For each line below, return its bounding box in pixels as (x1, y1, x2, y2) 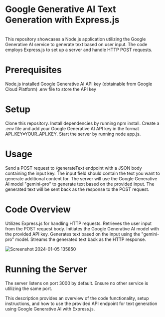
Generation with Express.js (5, 14, 120, 26)
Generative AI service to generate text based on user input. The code (5, 41, 148, 47)
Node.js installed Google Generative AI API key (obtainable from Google (5, 81, 153, 87)
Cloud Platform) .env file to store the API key (5, 86, 96, 92)
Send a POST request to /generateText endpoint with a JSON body (5, 165, 142, 171)
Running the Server (5, 263, 87, 275)
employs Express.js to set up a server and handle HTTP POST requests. (5, 47, 153, 53)
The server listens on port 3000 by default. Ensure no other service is (5, 280, 149, 286)
